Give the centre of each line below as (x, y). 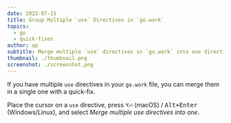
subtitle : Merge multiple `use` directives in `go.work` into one (104, 52)
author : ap (23, 45)
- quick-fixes (33, 39)
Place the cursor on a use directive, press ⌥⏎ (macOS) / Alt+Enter (102, 104)
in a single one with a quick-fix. (51, 91)
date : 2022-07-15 (32, 13)
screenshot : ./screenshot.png (51, 65)
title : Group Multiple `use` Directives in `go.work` (86, 20)
